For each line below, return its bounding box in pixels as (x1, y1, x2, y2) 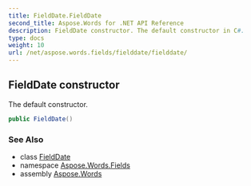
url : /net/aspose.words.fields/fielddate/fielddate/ (8, 49, 188, 57)
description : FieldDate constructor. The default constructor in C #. (8, 26, 245, 34)
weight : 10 (8, 42, 45, 49)
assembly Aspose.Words (19, 168, 102, 178)
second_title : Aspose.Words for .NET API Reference (8, 19, 184, 27)
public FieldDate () (8, 115, 74, 123)
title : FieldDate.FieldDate (8, 11, 102, 20)
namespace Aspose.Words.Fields (19, 160, 130, 170)
